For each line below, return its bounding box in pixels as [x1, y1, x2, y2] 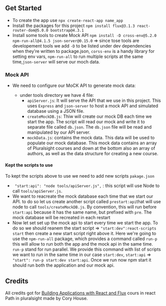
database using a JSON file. [27, 108, 84, 114]
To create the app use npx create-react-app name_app [12, 17, 123, 23]
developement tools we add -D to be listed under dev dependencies [12, 42, 152, 49]
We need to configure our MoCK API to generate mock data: [12, 82, 136, 89]
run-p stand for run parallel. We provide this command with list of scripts [12, 247, 161, 253]
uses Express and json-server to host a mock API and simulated [27, 103, 159, 109]
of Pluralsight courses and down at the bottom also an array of [27, 145, 156, 151]
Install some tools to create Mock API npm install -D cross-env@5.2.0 [12, 32, 157, 38]
